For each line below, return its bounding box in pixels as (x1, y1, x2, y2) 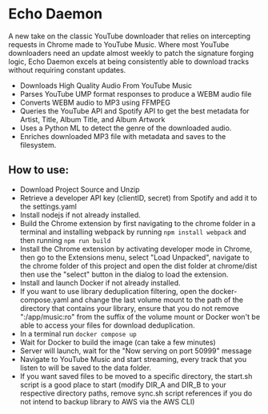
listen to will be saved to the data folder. (19, 363, 152, 372)
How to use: (8, 163, 70, 177)
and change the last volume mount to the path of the (70, 295, 244, 305)
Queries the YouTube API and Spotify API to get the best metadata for (19, 105, 250, 116)
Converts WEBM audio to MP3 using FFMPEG (19, 98, 170, 107)
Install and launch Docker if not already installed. (19, 277, 182, 288)
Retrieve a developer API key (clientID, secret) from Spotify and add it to (19, 193, 258, 202)
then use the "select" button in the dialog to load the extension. (19, 269, 229, 279)
